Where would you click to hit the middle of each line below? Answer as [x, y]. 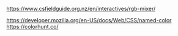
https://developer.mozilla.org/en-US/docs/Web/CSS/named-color [89, 20]
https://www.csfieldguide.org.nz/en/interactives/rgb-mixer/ [81, 9]
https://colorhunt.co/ [33, 27]
